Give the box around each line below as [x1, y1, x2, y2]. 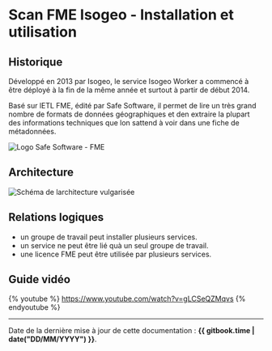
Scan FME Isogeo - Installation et [8, 6, 235, 24]
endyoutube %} [8, 302, 61, 312]
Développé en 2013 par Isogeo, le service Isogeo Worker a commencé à [8, 77, 249, 86]
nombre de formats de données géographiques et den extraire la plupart [8, 109, 250, 119]
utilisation [8, 23, 77, 41]
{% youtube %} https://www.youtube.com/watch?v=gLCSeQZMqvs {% [8, 294, 246, 304]
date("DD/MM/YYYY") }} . [8, 334, 97, 345]
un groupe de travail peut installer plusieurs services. [19, 232, 198, 242]
